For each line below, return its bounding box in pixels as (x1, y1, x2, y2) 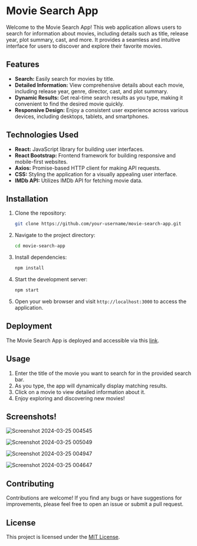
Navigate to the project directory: (14, 232, 96, 239)
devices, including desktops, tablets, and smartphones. (14, 113, 149, 120)
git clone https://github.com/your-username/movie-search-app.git (14, 221, 182, 227)
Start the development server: (14, 276, 88, 282)
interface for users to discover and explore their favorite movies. (6, 42, 163, 50)
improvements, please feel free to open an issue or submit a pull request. (6, 501, 184, 508)
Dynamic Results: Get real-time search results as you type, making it (14, 94, 183, 101)
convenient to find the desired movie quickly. (14, 100, 124, 107)
